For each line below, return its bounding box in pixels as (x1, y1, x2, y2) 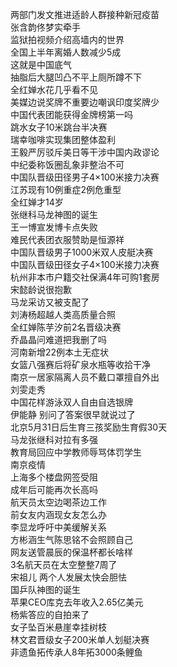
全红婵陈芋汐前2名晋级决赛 (10, 321, 122, 333)
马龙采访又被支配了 (10, 296, 90, 308)
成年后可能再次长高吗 (10, 484, 98, 495)
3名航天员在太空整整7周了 (10, 559, 118, 570)
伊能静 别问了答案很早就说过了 (10, 409, 136, 420)
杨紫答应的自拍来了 (10, 609, 90, 620)
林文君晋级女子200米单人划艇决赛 (10, 634, 150, 645)
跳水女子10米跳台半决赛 (10, 121, 108, 133)
